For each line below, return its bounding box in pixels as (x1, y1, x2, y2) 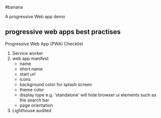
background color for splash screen (19, 81, 92, 87)
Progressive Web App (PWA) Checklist (5, 41, 83, 47)
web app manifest (12, 55, 49, 61)
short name (19, 66, 43, 71)
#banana (5, 4, 23, 10)
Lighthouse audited (12, 107, 52, 113)
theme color (19, 87, 44, 93)
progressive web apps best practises (5, 28, 121, 36)
